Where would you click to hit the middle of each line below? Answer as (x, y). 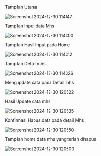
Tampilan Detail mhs (25, 64)
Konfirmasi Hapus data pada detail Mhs (44, 120)
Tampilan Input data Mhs (30, 26)
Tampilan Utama (21, 7)
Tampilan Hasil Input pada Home (38, 45)
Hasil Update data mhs (28, 101)
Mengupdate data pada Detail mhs (40, 83)
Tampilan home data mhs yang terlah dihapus (50, 139)
